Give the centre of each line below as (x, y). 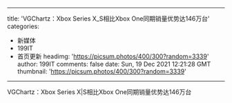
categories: (23, 26)
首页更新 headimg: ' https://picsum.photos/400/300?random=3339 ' (113, 56)
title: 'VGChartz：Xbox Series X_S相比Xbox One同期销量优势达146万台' (108, 19)
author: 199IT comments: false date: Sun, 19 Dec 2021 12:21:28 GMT (114, 64)
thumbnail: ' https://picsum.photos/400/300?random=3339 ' (101, 71)
